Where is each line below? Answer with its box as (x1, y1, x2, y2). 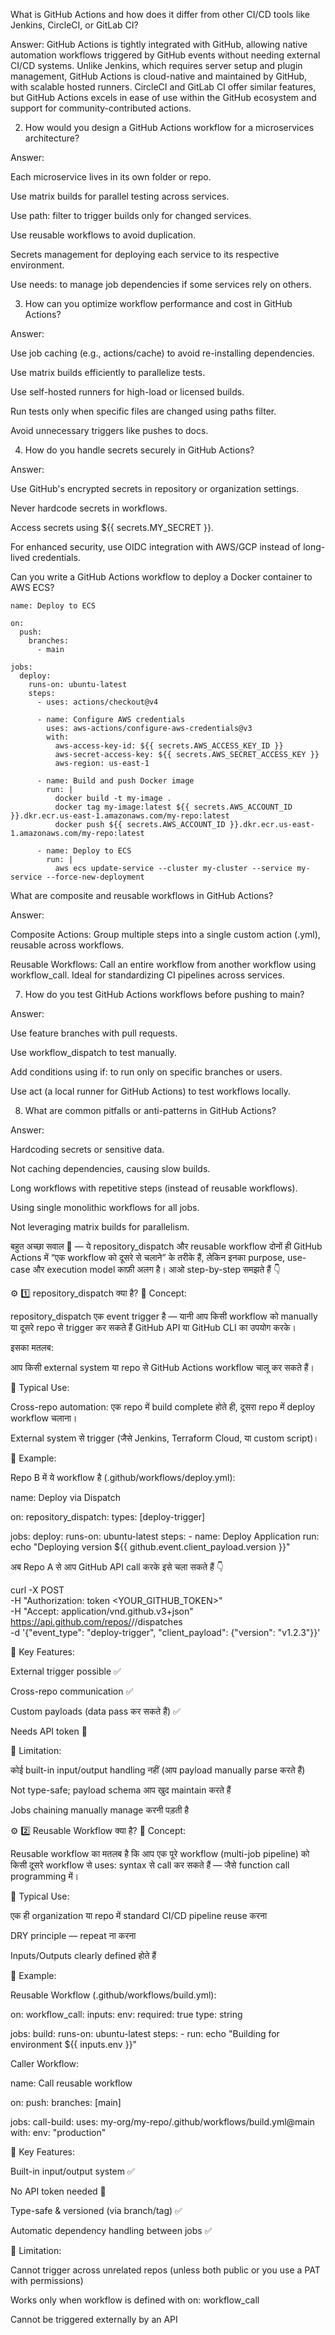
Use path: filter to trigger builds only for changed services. (10, 210, 252, 221)
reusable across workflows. (10, 939, 125, 951)
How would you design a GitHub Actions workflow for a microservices (24, 122, 315, 133)
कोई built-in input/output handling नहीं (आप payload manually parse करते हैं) (10, 1764, 306, 1776)
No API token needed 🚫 (10, 2185, 107, 2197)
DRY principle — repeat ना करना (10, 1930, 137, 1941)
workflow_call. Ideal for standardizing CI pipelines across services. (10, 969, 285, 981)
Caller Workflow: (10, 2058, 80, 2069)
